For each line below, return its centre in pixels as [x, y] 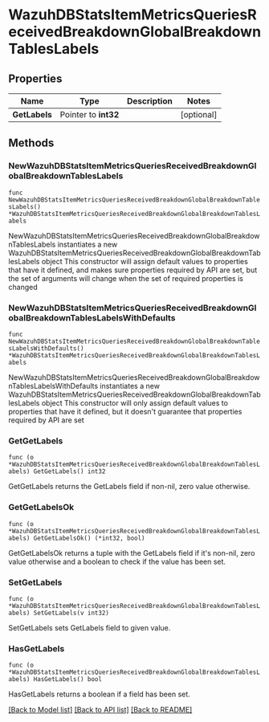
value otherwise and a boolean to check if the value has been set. [117, 561]
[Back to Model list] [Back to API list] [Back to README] [100, 710]
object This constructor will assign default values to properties [145, 261]
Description [150, 101]
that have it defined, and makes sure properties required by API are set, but [133, 270]
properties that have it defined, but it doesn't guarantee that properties [125, 411]
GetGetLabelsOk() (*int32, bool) [90, 538]
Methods [31, 143]
